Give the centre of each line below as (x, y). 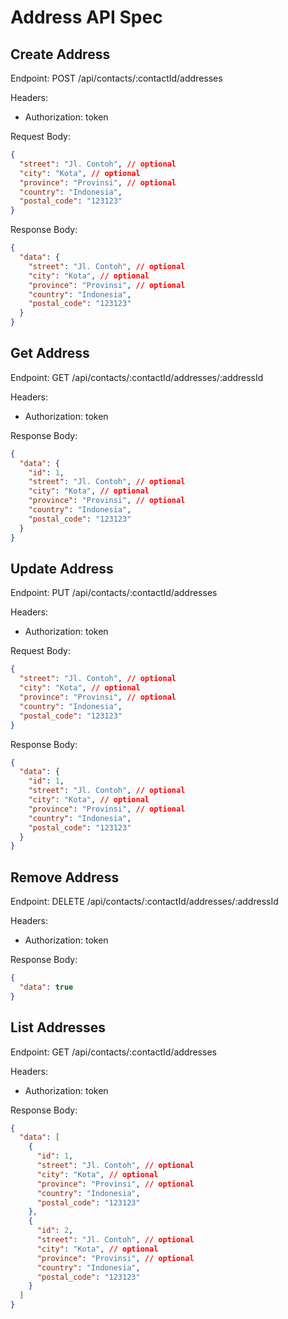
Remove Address (65, 877)
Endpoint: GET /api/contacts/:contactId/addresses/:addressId (137, 377)
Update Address (62, 568)
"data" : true (46, 987)
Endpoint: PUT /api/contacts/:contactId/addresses (114, 593)
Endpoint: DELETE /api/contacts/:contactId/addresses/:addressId (144, 902)
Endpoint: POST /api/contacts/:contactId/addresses (116, 78)
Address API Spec (86, 17)
